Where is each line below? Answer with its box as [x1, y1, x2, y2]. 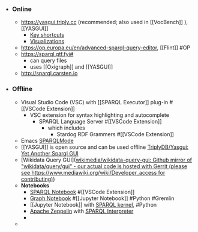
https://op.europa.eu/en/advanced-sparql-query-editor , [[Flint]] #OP [20, 44, 191, 51]
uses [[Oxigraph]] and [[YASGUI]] [29, 63, 113, 71]
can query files [29, 57, 67, 64]
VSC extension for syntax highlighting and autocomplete [29, 111, 170, 119]
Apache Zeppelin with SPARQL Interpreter [29, 207, 134, 215]
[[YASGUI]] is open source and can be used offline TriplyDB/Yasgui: [20, 143, 189, 151]
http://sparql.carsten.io [20, 70, 78, 77]
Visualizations [29, 38, 65, 45]
